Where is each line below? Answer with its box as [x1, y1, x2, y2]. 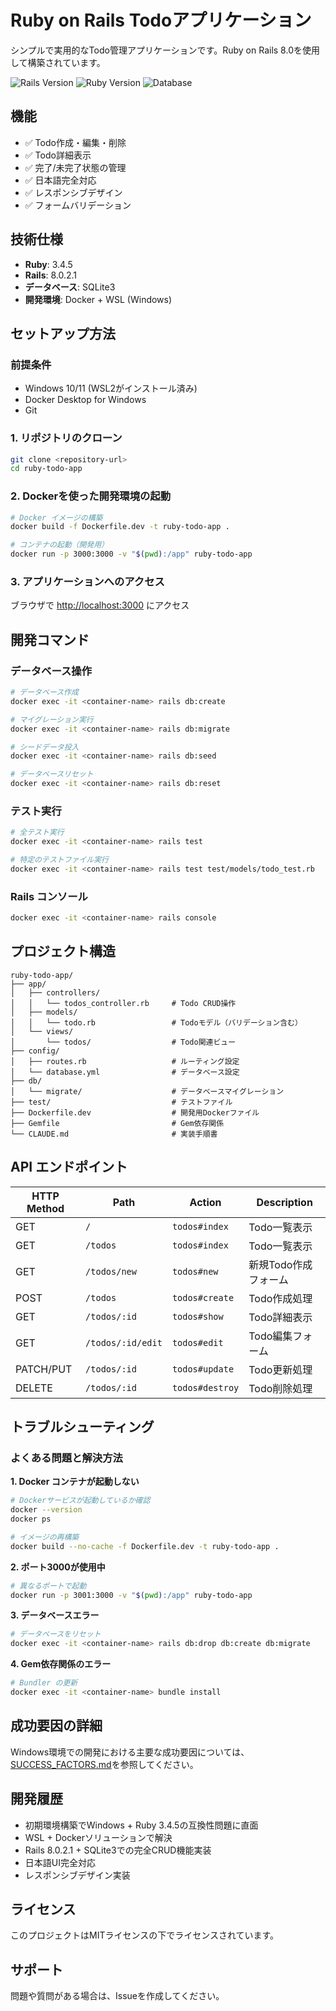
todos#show [171, 1311, 224, 1322]
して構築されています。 [10, 56, 106, 68]
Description [256, 1195, 313, 1209]
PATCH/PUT [15, 1362, 73, 1376]
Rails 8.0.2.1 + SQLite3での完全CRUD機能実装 [24, 1844, 212, 1856]
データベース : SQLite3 [24, 281, 116, 293]
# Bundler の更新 [10, 1678, 78, 1688]
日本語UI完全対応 [24, 1856, 96, 1868]
